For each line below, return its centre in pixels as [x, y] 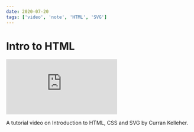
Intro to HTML [41, 46]
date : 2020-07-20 [28, 11]
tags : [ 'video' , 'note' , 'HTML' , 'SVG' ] [57, 17]
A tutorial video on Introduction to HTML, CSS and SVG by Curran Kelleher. [97, 123]
